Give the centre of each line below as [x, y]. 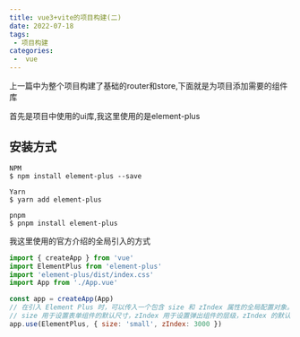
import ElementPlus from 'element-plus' [86, 266]
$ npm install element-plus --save [76, 176]
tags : [19, 34]
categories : [31, 51]
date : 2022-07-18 [42, 26]
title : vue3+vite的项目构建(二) [66, 17]
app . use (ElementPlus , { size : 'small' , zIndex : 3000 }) [116, 324]
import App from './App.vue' [64, 283]
